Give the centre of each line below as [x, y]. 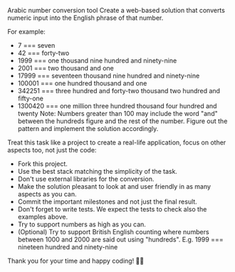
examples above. [43, 217]
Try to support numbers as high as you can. [82, 224]
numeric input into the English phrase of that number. [85, 18]
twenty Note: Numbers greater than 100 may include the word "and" [118, 114]
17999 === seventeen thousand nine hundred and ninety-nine [109, 75]
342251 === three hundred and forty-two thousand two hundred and [119, 91]
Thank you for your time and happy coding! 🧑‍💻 [76, 261]
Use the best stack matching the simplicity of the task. [98, 171]
